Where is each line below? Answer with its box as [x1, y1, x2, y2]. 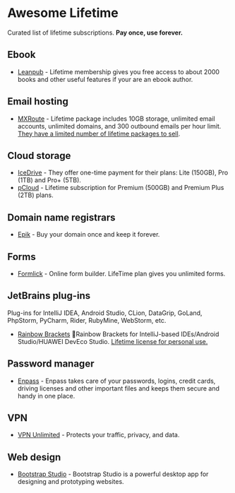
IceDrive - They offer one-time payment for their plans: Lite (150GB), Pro [17, 168, 229, 177]
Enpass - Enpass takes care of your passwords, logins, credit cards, [17, 376, 216, 385]
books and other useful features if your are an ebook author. [17, 75, 193, 83]
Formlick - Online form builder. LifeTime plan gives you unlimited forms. [17, 270, 226, 278]
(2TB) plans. [17, 191, 54, 199]
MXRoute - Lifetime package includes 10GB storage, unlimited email [17, 114, 215, 123]
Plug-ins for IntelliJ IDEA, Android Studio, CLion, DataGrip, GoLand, [7, 309, 203, 317]
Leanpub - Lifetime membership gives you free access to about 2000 [17, 67, 220, 76]
